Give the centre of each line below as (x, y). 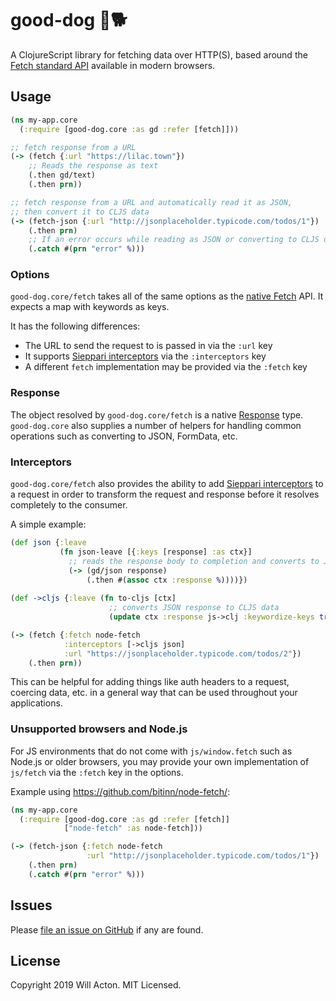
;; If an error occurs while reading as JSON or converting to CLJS (174, 240)
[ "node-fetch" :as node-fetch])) (133, 828)
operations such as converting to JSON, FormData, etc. (124, 436)
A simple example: (48, 524)
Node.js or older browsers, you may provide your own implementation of (160, 761)
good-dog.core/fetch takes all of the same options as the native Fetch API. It (167, 296)
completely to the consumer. (69, 505)
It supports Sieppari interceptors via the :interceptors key (145, 356)
